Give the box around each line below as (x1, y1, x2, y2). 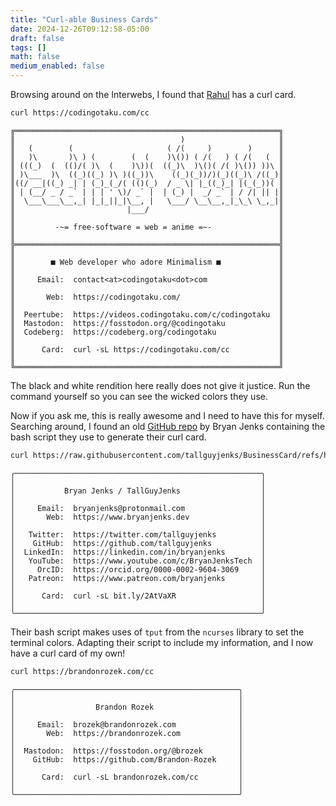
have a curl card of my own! (10, 647, 126, 659)
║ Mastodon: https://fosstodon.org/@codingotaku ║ (10, 318, 284, 328)
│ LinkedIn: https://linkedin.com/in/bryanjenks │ (10, 547, 267, 557)
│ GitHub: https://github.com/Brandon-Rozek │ (10, 754, 244, 765)
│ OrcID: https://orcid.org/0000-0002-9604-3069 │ (10, 564, 267, 575)
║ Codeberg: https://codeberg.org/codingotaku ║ (10, 327, 284, 337)
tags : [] (10, 42, 47, 53)
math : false (10, 52, 60, 62)
